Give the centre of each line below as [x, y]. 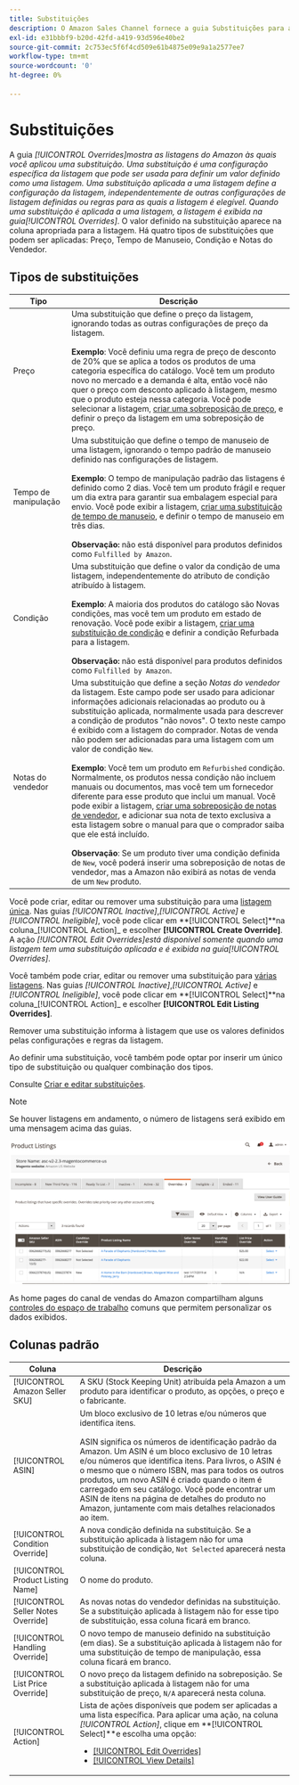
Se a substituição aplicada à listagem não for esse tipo [179, 1611]
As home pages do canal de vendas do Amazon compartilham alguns [137, 1298]
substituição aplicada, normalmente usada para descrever [177, 711]
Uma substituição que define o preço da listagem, [162, 314]
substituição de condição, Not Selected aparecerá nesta [183, 1548]
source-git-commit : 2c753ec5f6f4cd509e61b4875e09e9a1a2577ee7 [127, 47]
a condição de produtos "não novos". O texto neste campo [178, 721]
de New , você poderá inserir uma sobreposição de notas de [178, 863]
